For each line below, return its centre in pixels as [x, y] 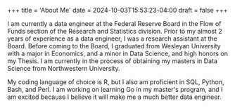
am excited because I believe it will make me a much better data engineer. [114, 97]
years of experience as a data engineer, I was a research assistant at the [112, 39]
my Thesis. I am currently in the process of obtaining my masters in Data [113, 61]
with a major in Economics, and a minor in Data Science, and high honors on [118, 53]
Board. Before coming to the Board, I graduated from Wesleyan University [114, 46]
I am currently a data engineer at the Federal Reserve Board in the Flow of [114, 23]
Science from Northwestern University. [64, 68]
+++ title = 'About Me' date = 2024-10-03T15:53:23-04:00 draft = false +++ [118, 10]
